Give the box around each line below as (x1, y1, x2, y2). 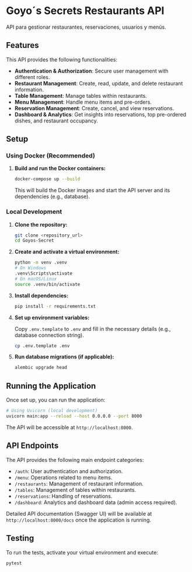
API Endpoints (6, 441, 59, 451)
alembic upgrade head (14, 365, 67, 371)
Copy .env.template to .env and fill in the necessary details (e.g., (14, 325, 171, 332)
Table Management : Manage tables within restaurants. (14, 92, 147, 99)
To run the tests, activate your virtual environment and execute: (6, 549, 159, 556)
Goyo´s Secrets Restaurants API (6, 4, 165, 18)
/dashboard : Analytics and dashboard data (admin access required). (14, 499, 177, 506)
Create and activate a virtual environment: (14, 248, 120, 255)
